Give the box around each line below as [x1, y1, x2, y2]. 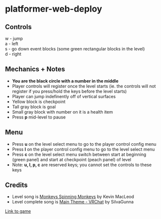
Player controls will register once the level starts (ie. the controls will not [12, 83, 156, 89]
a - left [5, 41, 18, 47]
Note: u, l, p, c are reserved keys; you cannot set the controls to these [12, 162, 152, 168]
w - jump [5, 35, 23, 41]
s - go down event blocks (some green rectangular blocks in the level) [5, 46, 145, 51]
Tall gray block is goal [12, 103, 56, 110]
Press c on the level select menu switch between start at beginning [12, 152, 146, 157]
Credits [5, 181, 28, 189]
